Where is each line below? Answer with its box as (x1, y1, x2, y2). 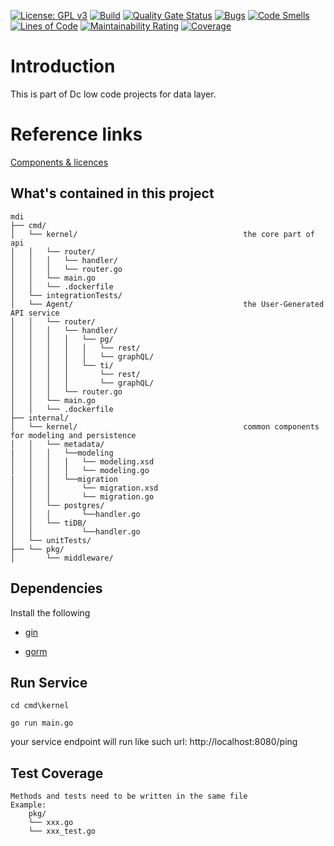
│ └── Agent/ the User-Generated (10, 299, 325, 309)
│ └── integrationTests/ (10, 290, 123, 300)
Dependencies (10, 580, 103, 597)
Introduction (10, 55, 116, 78)
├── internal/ (10, 413, 70, 423)
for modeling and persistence (10, 430, 137, 440)
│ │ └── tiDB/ (10, 518, 87, 528)
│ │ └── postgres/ (10, 500, 105, 510)
